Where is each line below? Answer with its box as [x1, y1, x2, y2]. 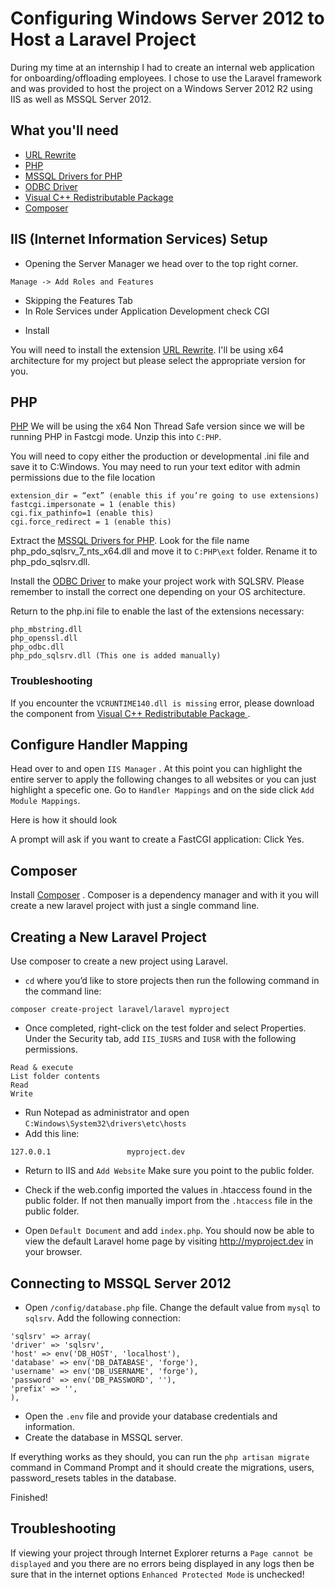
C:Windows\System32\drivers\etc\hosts [24, 1119, 187, 1129]
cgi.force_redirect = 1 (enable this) [10, 517, 172, 527]
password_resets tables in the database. [10, 1472, 177, 1484]
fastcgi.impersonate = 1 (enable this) [10, 500, 177, 510]
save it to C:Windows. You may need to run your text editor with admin [10, 461, 301, 473]
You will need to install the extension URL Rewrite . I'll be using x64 [10, 343, 285, 356]
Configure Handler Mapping [10, 737, 188, 754]
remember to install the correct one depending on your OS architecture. [10, 586, 306, 598]
